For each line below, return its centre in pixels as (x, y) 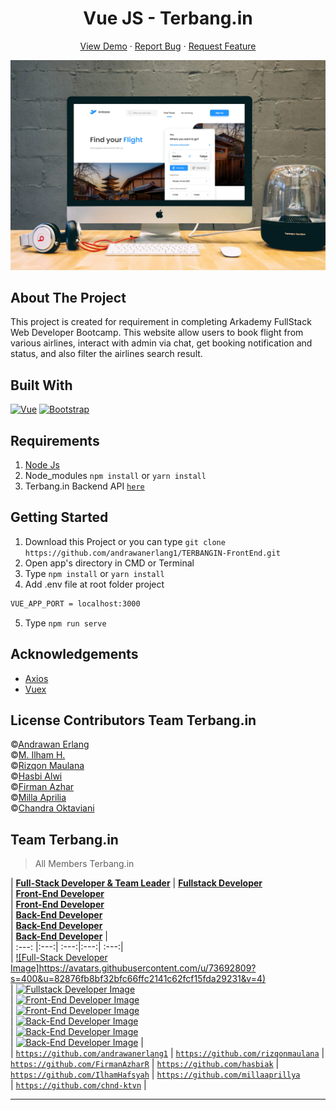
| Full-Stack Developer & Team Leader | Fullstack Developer (136, 883)
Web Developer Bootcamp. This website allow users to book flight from (157, 333)
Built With (41, 385)
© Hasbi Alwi (36, 776)
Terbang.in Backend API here (84, 486)
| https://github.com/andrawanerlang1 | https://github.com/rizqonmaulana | (167, 1053)
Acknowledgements (74, 654)
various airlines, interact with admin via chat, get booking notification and (161, 343)
